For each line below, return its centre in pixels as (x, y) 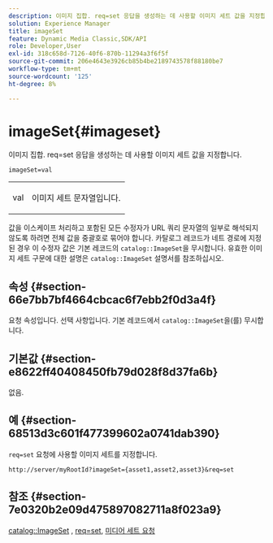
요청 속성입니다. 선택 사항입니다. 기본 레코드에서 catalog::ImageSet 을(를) (125, 320)
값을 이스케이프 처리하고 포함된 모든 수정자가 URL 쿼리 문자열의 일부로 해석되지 (133, 228)
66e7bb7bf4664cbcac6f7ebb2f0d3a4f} (113, 300)
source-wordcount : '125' (50, 76)
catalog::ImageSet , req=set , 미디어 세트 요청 (82, 530)
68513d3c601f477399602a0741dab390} (114, 434)
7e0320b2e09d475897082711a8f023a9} (115, 510)
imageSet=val (30, 170)
